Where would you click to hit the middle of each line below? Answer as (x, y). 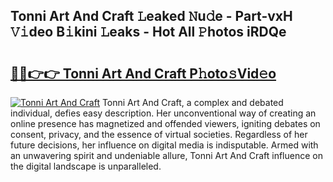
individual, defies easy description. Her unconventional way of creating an (163, 113)
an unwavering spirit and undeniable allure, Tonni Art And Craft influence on (166, 155)
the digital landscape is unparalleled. (86, 166)
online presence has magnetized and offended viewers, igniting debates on (165, 123)
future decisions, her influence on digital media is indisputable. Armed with (164, 145)
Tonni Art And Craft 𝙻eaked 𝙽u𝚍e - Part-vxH (151, 16)
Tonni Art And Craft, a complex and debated (192, 102)
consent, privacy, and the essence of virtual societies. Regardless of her (159, 134)
